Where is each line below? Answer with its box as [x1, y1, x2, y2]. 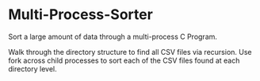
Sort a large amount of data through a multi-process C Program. [8, 32, 218, 41]
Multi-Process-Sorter [8, 6, 153, 24]
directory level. [8, 64, 57, 73]
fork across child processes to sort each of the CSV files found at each [8, 56, 240, 65]
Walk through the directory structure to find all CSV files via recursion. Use [8, 47, 252, 56]
